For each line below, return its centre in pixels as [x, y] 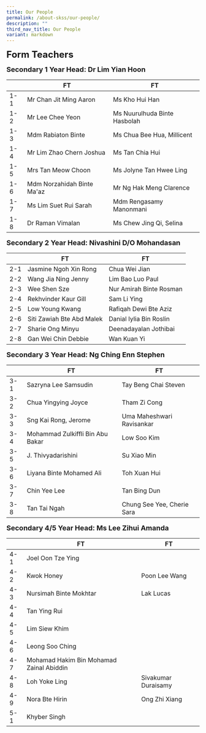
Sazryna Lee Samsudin [60, 385]
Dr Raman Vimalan [54, 223]
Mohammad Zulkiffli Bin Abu [67, 434]
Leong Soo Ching [51, 647]
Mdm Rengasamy [138, 202]
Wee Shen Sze [48, 289]
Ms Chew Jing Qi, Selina [148, 223]
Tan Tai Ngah [46, 508]
